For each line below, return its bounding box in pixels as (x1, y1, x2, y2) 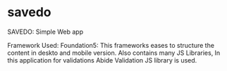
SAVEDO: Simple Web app (7, 27, 83, 36)
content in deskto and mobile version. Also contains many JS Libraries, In (7, 49, 221, 57)
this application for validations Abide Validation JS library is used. (7, 56, 197, 64)
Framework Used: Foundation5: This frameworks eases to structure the (7, 41, 215, 49)
